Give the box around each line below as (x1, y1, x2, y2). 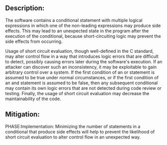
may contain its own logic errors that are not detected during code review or (5, 85, 162, 91)
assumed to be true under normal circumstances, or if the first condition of (5, 74, 159, 80)
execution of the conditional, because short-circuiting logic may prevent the (5, 33, 161, 39)
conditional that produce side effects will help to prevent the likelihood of (5, 129, 155, 135)
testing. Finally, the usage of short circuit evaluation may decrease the (5, 90, 150, 96)
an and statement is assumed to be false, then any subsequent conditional (5, 80, 158, 86)
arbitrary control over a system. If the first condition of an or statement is (5, 69, 155, 75)
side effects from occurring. (5, 38, 63, 44)
